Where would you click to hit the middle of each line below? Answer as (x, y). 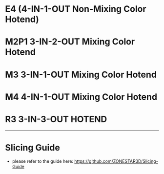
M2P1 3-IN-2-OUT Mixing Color (70, 42)
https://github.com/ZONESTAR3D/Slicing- (116, 161)
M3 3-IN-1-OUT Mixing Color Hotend (81, 75)
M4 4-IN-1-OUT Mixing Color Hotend (81, 97)
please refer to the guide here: (43, 161)
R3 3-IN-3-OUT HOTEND (56, 119)
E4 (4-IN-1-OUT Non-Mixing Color (76, 9)
